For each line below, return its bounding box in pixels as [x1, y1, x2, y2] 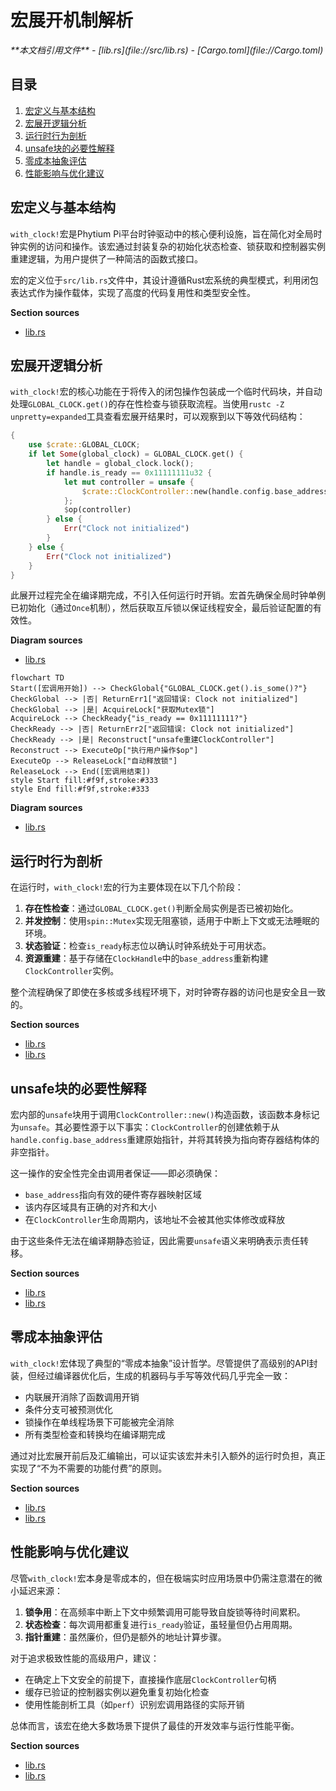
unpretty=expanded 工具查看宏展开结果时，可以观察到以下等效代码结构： [10, 411, 306, 423]
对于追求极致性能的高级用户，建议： [10, 1652, 160, 1664]
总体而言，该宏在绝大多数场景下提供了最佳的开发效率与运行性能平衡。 [10, 1719, 300, 1731]
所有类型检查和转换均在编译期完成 [24, 1428, 166, 1440]
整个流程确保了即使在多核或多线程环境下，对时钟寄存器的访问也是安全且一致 [10, 986, 326, 998]
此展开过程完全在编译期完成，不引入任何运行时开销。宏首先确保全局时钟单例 [10, 589, 326, 601]
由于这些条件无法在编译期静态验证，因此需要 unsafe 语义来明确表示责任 [10, 1235, 300, 1246]
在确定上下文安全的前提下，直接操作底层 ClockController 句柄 [24, 1673, 277, 1685]
